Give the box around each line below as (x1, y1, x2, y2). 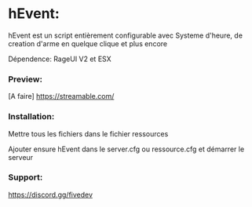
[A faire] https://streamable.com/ (8, 92, 115, 101)
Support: (8, 172, 43, 183)
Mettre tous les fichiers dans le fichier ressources (8, 129, 169, 138)
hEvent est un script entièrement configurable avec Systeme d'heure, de (8, 31, 243, 40)
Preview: (8, 74, 43, 85)
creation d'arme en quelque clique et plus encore (8, 38, 167, 48)
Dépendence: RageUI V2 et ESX (8, 54, 111, 64)
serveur (8, 152, 34, 162)
